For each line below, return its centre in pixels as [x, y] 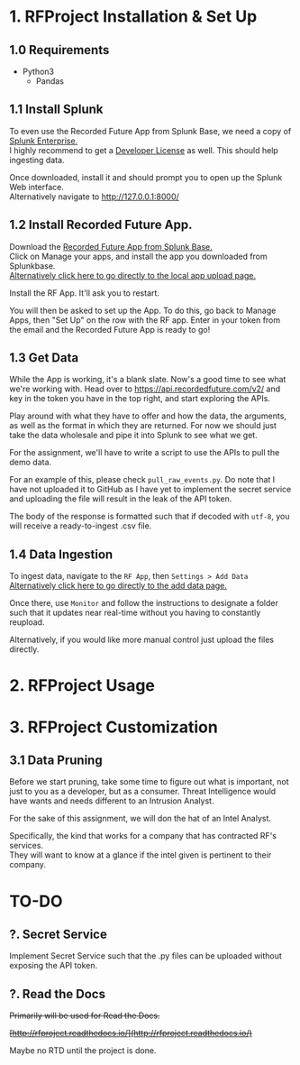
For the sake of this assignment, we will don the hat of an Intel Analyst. [141, 819]
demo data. [31, 463]
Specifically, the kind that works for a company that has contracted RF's [143, 836]
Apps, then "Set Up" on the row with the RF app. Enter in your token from [145, 320]
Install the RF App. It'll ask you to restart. [85, 293]
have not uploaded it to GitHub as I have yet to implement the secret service [150, 490]
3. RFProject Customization [114, 727]
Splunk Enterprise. [44, 141]
